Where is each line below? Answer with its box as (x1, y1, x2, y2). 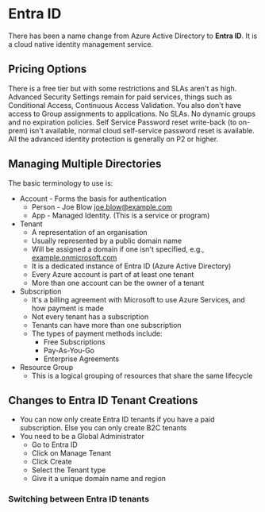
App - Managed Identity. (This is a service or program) (31, 210, 210, 220)
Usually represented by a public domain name (31, 236, 182, 245)
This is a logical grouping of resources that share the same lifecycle (31, 371, 253, 380)
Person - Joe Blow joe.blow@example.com (31, 202, 173, 211)
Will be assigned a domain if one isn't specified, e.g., (31, 244, 205, 254)
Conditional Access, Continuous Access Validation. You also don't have (8, 100, 242, 110)
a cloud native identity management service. (8, 39, 153, 48)
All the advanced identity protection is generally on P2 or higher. (8, 134, 219, 144)
